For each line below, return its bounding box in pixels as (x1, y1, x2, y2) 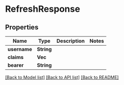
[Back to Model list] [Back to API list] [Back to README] (5, 75, 119, 80)
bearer (7, 62, 24, 68)
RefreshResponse (5, 3, 80, 15)
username (7, 46, 32, 53)
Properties (5, 23, 39, 31)
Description (56, 38, 85, 44)
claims (7, 54, 24, 60)
